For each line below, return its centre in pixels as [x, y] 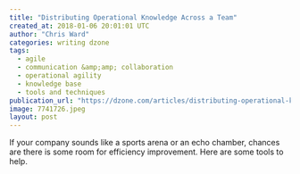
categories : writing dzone [59, 42]
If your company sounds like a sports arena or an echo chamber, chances [145, 143]
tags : [19, 51]
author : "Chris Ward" [50, 34]
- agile [32, 59]
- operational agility [59, 76]
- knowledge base [50, 84]
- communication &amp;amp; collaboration [96, 68]
